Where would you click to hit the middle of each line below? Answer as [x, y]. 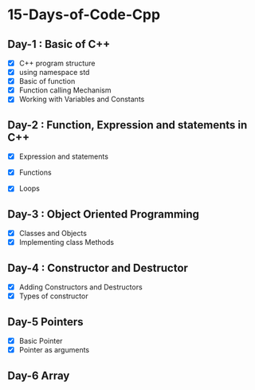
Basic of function [47, 81]
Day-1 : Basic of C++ [59, 44]
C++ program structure [57, 63]
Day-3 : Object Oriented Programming [104, 214]
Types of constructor [53, 296]
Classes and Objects [53, 234]
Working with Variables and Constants [82, 99]
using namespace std [54, 73]
